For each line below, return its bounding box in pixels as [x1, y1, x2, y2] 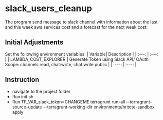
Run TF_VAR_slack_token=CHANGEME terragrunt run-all [12, 99, 125, 104]
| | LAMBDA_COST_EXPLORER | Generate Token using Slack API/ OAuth [5, 56, 149, 62]
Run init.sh [12, 93, 34, 100]
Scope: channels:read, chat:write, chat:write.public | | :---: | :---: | [5, 61, 137, 67]
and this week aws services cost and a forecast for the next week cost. [5, 24, 148, 30]
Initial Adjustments [5, 38, 64, 47]
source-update [12, 104, 42, 110]
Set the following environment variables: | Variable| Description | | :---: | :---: [5, 51, 159, 57]
